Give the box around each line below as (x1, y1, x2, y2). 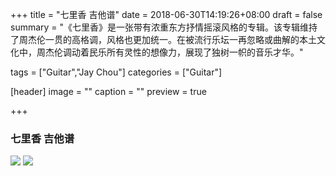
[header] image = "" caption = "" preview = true (10, 86, 207, 97)
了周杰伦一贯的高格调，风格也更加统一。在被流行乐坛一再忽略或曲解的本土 (10, 34, 317, 45)
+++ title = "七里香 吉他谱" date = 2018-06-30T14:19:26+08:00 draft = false (10, 9, 323, 20)
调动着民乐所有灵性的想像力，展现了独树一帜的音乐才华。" (62, 46, 304, 58)
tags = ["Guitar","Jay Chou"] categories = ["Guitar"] (10, 66, 223, 78)
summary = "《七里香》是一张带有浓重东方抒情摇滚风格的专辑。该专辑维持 (10, 21, 318, 33)
